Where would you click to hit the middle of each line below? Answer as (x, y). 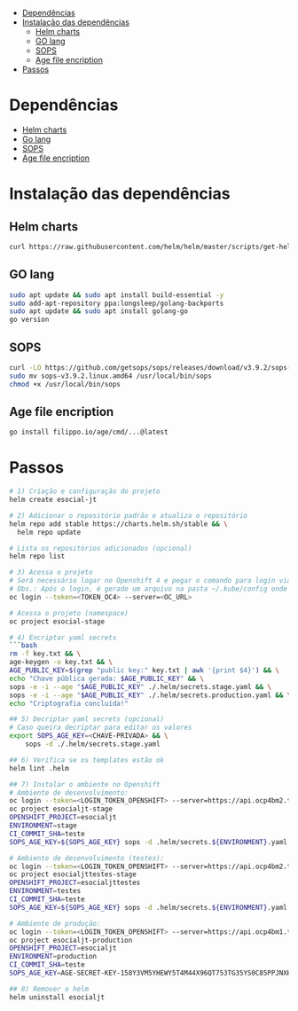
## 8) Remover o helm (49, 989)
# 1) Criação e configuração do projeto (85, 491)
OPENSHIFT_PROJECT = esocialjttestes (75, 883)
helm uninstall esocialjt (57, 997)
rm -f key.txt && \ (45, 654)
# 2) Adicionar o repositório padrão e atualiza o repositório (129, 515)
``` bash (24, 646)
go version (29, 320)
